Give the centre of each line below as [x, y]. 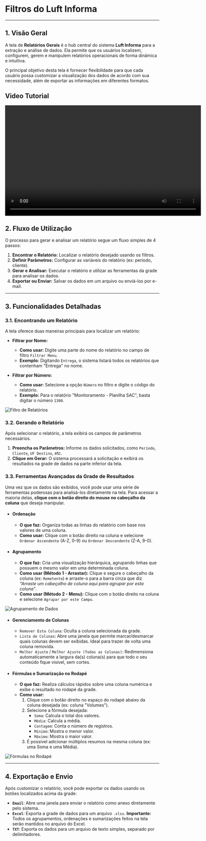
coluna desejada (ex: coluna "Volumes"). [68, 705]
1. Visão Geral [26, 33]
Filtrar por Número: [32, 375]
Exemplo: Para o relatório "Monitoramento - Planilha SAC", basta [85, 395]
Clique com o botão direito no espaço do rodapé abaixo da [86, 700]
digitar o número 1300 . [42, 401]
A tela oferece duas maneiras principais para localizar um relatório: [73, 331]
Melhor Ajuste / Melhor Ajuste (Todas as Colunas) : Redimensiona [86, 652]
